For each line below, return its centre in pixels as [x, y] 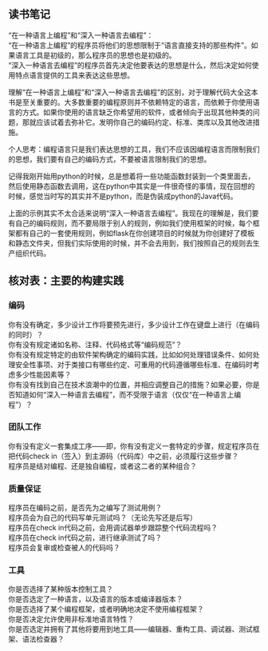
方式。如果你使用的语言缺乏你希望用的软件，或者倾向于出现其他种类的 [137, 112]
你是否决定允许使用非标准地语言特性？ [71, 619]
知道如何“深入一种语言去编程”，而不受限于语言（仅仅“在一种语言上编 [128, 394]
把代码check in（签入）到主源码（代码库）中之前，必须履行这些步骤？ [124, 456]
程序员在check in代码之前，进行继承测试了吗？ [85, 537]
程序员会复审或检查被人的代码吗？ [64, 548]
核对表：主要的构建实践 [66, 281]
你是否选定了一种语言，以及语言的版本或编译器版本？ [96, 599]
